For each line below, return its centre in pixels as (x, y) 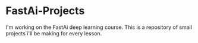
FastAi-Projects (45, 11)
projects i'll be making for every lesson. (54, 33)
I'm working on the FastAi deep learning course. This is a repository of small (99, 27)
